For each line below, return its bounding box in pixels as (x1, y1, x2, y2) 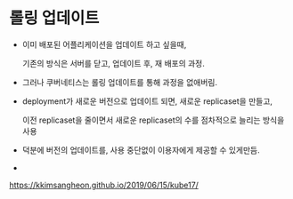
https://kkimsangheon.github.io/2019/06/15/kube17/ (9, 179, 199, 190)
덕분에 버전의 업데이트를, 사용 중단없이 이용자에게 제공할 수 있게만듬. (21, 144, 260, 155)
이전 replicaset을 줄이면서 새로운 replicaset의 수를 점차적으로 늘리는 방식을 (21, 115, 285, 125)
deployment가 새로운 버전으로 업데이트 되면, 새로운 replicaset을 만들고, (21, 95, 273, 107)
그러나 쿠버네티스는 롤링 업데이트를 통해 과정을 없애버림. (21, 76, 218, 87)
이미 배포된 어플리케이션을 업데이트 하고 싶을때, (21, 39, 187, 50)
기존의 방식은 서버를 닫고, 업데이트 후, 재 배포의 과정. (21, 58, 205, 68)
